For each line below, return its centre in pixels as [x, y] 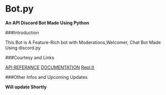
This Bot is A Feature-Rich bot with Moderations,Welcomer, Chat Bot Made [83, 42]
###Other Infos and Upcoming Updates [46, 77]
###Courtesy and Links [30, 57]
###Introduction [22, 32]
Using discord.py [23, 47]
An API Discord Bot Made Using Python [47, 23]
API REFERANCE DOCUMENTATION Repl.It [50, 67]
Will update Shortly [26, 87]
